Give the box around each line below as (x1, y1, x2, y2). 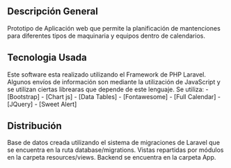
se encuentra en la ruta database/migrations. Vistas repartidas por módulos (7, 146, 224, 154)
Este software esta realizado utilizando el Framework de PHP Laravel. (7, 70, 207, 79)
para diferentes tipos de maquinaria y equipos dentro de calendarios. (7, 31, 205, 40)
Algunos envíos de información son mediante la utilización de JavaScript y (7, 77, 221, 86)
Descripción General (7, 6, 99, 17)
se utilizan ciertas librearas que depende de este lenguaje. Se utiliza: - (7, 85, 209, 93)
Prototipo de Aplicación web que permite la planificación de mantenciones (7, 24, 221, 32)
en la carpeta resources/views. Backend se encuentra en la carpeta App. (7, 153, 216, 162)
